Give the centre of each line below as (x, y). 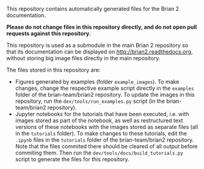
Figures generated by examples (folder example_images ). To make (97, 82)
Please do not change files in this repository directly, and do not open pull (102, 27)
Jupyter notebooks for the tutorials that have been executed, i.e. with (102, 114)
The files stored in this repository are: (53, 70)
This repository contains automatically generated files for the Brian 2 (93, 9)
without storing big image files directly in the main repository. (83, 58)
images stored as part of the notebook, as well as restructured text (99, 120)
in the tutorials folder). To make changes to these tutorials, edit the (101, 133)
